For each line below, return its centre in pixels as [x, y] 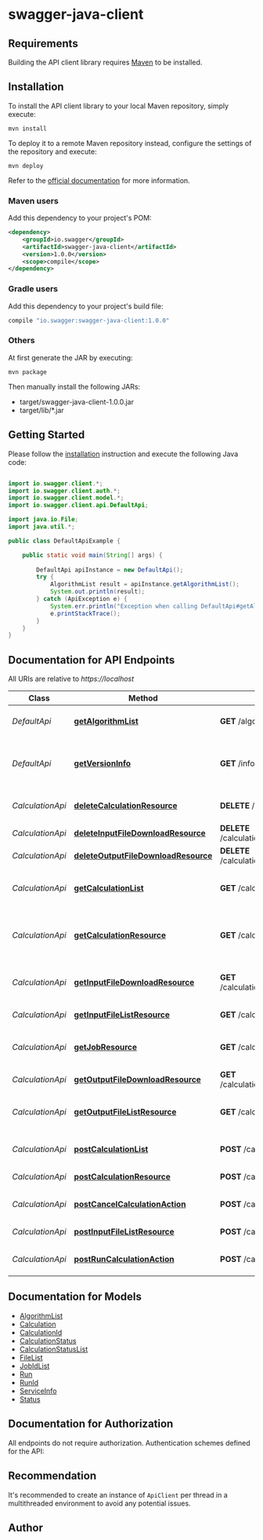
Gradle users [33, 289]
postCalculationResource [122, 1177]
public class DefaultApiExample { [65, 541]
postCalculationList [111, 1150]
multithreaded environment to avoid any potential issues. [99, 1503]
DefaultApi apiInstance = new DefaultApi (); [110, 570]
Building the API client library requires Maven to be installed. [105, 62]
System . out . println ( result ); [97, 592]
